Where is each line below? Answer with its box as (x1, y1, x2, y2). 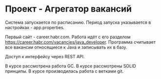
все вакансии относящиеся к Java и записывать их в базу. (5, 44, 128, 50)
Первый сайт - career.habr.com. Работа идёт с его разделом (5, 34, 131, 40)
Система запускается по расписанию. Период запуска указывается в (5, 19, 151, 25)
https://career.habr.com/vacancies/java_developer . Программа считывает (5, 39, 156, 45)
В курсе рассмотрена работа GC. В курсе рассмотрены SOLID (5, 63, 137, 69)
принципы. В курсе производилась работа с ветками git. (5, 68, 124, 74)
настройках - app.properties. (5, 24, 65, 30)
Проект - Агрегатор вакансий (5, 3, 132, 15)
